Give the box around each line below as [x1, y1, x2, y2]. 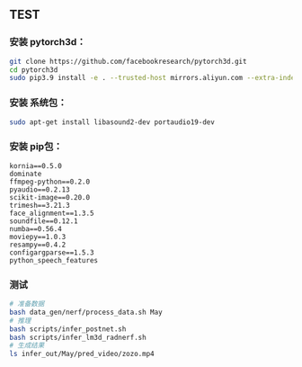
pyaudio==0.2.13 [9, 184, 70, 194]
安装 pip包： [9, 140, 63, 153]
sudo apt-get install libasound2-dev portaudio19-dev [9, 117, 216, 127]
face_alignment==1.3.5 [9, 209, 94, 218]
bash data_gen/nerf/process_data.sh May [9, 308, 164, 317]
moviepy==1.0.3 [9, 232, 67, 241]
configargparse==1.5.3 [9, 247, 94, 257]
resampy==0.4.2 [9, 240, 67, 249]
